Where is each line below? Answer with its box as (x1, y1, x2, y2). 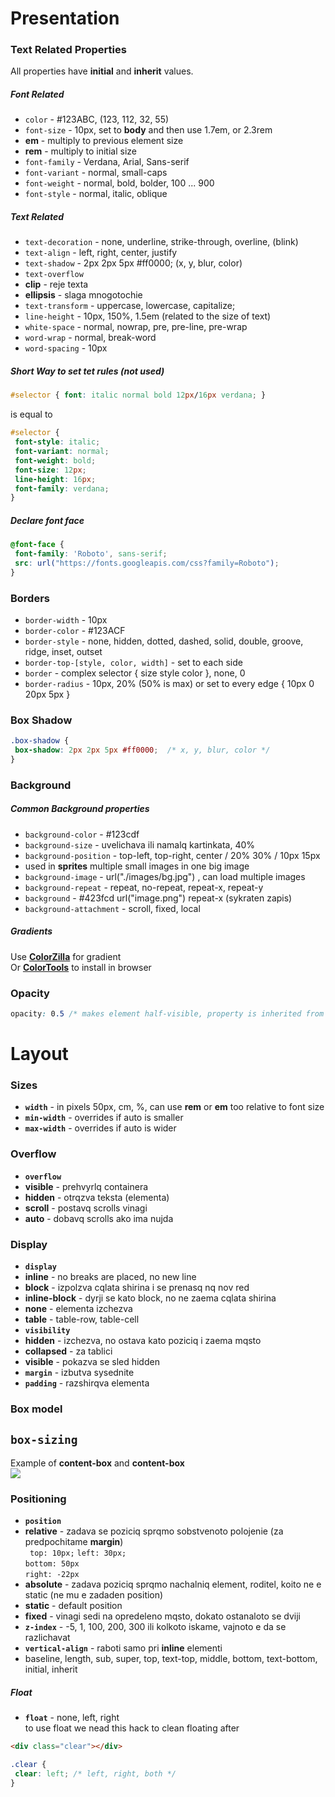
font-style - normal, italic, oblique (24, 188, 168, 200)
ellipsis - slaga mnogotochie (24, 289, 143, 301)
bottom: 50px (24, 1559, 80, 1569)
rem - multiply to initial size (24, 145, 137, 157)
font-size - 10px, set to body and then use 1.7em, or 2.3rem (24, 124, 273, 136)
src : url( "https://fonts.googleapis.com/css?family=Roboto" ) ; (14, 558, 280, 568)
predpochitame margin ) (24, 1536, 124, 1548)
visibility (24, 1326, 71, 1336)
